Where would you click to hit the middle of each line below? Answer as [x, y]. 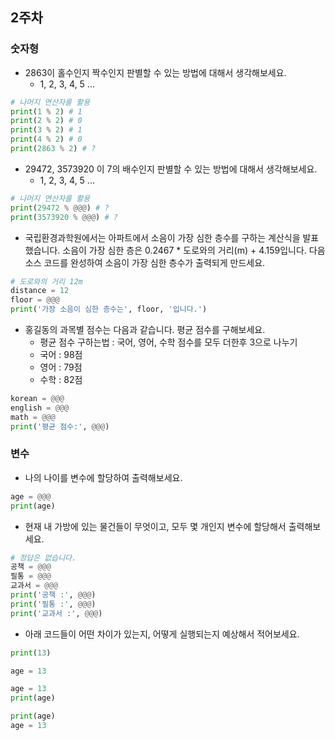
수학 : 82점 [61, 380]
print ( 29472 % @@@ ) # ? [60, 208]
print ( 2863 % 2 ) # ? [53, 149]
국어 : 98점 [61, 355]
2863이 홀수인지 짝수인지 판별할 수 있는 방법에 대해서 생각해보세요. [155, 72]
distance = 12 [40, 291]
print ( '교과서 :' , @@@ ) [56, 613]
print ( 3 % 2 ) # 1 [46, 130]
